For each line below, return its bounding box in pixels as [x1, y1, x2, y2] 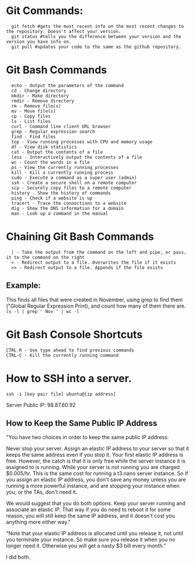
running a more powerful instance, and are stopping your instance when [6, 483, 180, 490]
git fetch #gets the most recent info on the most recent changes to [11, 23, 184, 29]
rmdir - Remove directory [11, 98, 75, 104]
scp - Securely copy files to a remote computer [11, 185, 132, 191]
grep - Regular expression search [11, 129, 95, 135]
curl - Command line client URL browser [11, 123, 111, 129]
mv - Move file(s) [11, 108, 57, 114]
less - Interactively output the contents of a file [11, 154, 142, 160]
